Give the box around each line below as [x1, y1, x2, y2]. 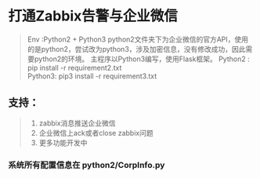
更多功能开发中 [38, 138, 88, 147]
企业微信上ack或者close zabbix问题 [38, 128, 154, 137]
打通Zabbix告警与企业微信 [8, 7, 178, 25]
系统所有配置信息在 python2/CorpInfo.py [8, 159, 165, 170]
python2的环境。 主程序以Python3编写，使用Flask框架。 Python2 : [34, 54, 250, 64]
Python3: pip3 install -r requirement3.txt [27, 71, 157, 81]
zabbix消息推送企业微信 [38, 118, 116, 128]
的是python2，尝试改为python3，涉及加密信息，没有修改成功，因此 [27, 44, 246, 53]
